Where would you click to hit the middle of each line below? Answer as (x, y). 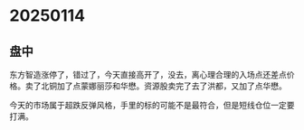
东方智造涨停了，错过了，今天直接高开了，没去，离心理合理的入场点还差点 (148, 74)
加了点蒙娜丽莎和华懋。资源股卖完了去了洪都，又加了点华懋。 (171, 86)
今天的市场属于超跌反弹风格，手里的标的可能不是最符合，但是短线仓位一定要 (152, 105)
